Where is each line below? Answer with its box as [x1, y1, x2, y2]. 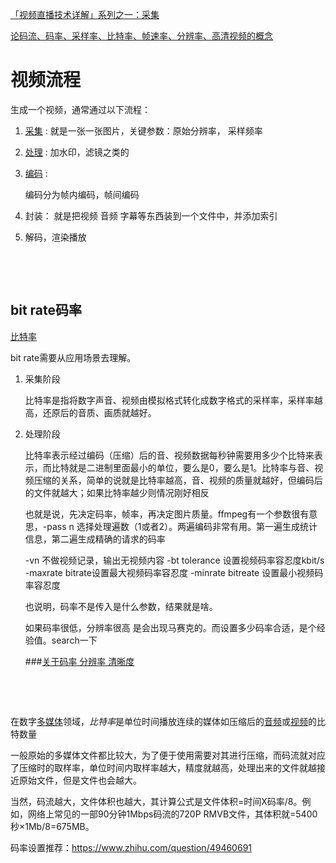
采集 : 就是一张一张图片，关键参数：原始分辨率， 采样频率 [24, 124, 263, 137]
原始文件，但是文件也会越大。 [18, 774, 142, 786]
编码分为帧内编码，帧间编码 [24, 188, 140, 200]
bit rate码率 [10, 302, 83, 319]
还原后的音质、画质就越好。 [42, 406, 157, 418]
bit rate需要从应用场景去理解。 [10, 351, 137, 363]
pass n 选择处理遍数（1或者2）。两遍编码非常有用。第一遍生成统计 [46, 520, 318, 532]
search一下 [51, 634, 98, 646]
